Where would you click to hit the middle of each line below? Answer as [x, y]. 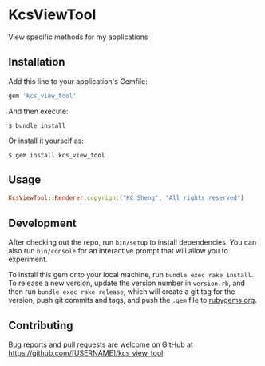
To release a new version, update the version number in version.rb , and [127, 283]
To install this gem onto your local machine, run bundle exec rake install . [131, 275]
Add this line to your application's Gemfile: [78, 81]
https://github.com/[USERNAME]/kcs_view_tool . [87, 352]
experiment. [28, 259]
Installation [37, 62]
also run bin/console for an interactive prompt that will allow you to [119, 251]
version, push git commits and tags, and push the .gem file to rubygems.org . [133, 300]
